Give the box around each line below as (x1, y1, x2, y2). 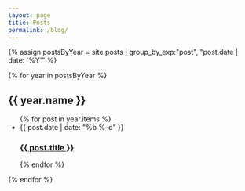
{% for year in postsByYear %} (8, 71, 108, 81)
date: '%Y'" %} (8, 56, 57, 65)
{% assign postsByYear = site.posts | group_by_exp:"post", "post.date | (8, 48, 238, 57)
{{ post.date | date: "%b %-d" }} (19, 123, 124, 132)
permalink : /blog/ (8, 26, 68, 34)
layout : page (8, 11, 51, 20)
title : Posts (8, 19, 51, 27)
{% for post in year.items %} (19, 114, 112, 124)
